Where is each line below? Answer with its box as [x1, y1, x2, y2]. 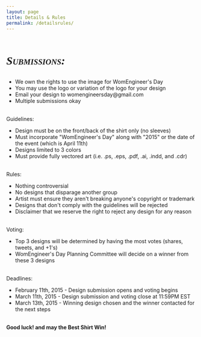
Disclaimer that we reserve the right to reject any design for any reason [14, 208, 192, 215]
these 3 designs [14, 257, 55, 264]
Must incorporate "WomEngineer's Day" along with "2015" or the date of [14, 134, 195, 141]
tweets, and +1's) [14, 244, 58, 252]
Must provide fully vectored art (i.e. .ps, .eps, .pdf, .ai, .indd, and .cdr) [14, 153, 188, 160]
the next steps [14, 306, 51, 313]
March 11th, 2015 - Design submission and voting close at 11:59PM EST [14, 293, 191, 300]
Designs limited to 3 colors [14, 146, 81, 153]
